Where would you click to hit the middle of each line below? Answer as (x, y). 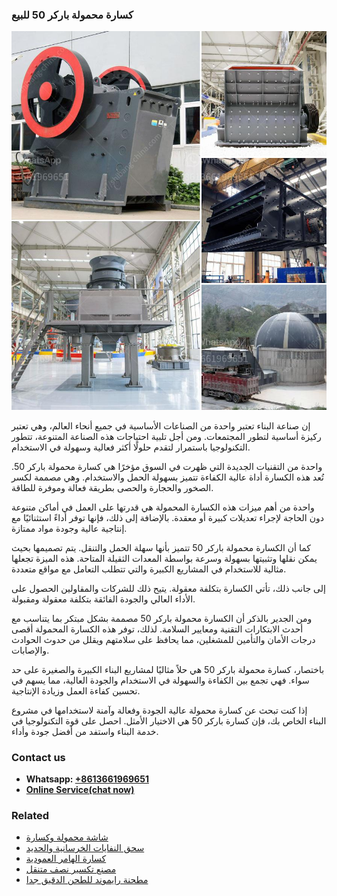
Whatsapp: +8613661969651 (87, 779)
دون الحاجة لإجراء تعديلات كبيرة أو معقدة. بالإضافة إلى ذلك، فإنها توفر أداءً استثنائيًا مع (167, 517)
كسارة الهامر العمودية (66, 859)
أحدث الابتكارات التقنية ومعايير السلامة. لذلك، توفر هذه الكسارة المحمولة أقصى (157, 629)
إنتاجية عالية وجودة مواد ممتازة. (69, 528)
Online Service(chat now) (80, 789)
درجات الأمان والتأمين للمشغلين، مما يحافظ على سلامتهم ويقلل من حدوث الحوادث (163, 639)
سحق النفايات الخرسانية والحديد (85, 848)
